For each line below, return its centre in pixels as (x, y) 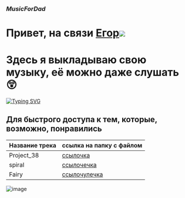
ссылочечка (79, 165)
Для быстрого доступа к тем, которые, (82, 120)
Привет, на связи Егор (63, 33)
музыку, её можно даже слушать (92, 73)
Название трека (33, 145)
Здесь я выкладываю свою (76, 60)
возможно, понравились (54, 129)
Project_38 (24, 155)
